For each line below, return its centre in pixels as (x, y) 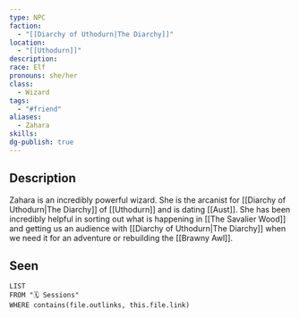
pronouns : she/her (43, 76)
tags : (19, 100)
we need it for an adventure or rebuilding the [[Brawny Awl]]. (121, 238)
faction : (26, 26)
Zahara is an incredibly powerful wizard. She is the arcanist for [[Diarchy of (148, 200)
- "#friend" (40, 109)
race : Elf (28, 68)
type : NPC (28, 17)
